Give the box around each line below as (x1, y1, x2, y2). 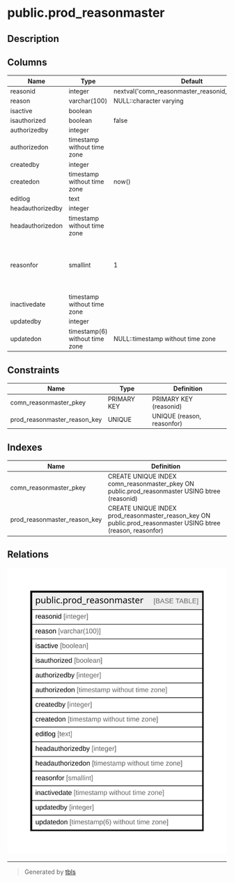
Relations (7, 548, 49, 560)
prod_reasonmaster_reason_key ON (107, 511, 211, 520)
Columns (7, 56, 47, 68)
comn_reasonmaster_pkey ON (107, 480, 195, 488)
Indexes (7, 441, 43, 453)
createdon (10, 177, 40, 186)
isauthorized (10, 116, 47, 124)
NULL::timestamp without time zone (114, 334, 216, 343)
